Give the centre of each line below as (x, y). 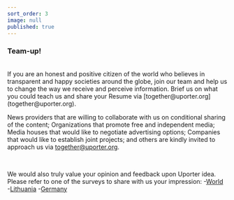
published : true (31, 27)
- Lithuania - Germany (37, 189)
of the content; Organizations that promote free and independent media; (111, 124)
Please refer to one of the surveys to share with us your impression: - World (115, 181)
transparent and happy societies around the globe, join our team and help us (117, 81)
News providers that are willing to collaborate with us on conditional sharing (116, 117)
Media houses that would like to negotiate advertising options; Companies (114, 132)
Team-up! (24, 51)
